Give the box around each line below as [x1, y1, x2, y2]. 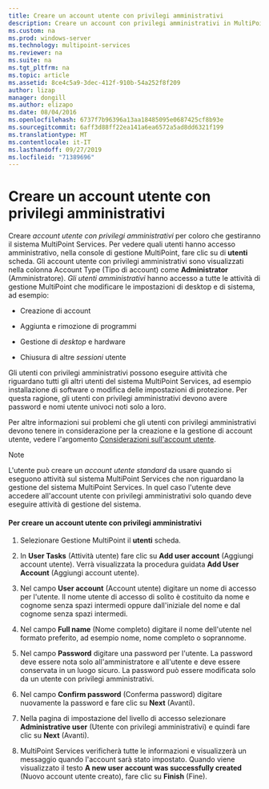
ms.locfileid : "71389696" [8, 153, 94, 161]
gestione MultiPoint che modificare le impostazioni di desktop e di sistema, [8, 282, 255, 292]
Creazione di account [19, 306, 91, 316]
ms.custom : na [8, 26, 56, 34]
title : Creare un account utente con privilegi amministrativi [8, 11, 224, 20]
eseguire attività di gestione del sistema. [8, 499, 142, 509]
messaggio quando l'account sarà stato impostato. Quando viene [19, 755, 235, 764]
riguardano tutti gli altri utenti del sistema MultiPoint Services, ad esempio [8, 377, 252, 386]
